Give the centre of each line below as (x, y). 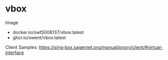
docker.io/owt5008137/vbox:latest (48, 32)
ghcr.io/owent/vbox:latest (39, 37)
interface (15, 52)
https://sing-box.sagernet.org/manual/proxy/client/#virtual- (101, 47)
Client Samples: (22, 47)
